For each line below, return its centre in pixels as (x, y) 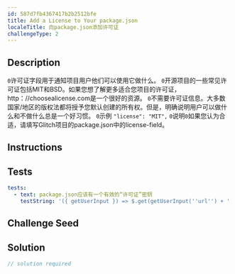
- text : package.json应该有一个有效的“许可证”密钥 (83, 195)
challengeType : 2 (33, 34)
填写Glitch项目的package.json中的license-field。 (97, 125)
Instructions (35, 147)
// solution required (39, 264)
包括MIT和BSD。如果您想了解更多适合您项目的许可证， (100, 89)
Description (34, 62)
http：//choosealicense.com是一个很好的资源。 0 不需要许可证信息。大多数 (116, 98)
